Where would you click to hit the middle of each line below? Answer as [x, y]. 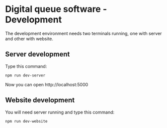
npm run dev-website [27, 121]
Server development [38, 54]
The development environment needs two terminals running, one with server [83, 33]
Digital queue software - [56, 9]
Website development [40, 100]
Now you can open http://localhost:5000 [47, 84]
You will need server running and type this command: [60, 112]
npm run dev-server [25, 75]
